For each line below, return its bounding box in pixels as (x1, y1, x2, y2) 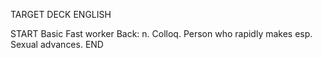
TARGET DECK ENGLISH (10, 9, 112, 20)
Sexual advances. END (10, 39, 104, 50)
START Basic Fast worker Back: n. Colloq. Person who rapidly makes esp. (10, 28, 313, 39)
